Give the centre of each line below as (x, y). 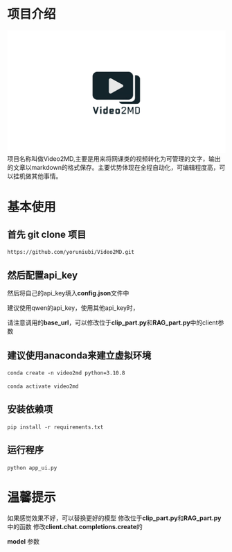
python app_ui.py (32, 468)
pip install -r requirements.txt (55, 427)
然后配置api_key (43, 275)
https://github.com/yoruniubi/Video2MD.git (71, 252)
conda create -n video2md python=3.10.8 (66, 373)
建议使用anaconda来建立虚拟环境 (79, 355)
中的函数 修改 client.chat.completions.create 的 (75, 526)
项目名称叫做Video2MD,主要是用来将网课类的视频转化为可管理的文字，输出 (114, 159)
